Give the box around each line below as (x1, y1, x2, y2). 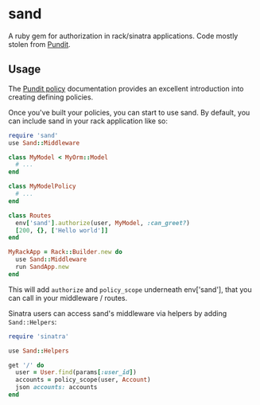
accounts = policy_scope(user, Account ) (15, 376, 151, 384)
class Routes (8, 212, 52, 220)
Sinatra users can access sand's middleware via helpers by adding (8, 308, 227, 318)
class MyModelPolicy (8, 182, 77, 191)
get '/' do (8, 361, 45, 369)
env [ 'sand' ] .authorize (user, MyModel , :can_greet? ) (15, 219, 191, 227)
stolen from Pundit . (8, 39, 71, 49)
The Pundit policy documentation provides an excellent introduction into (8, 84, 244, 93)
